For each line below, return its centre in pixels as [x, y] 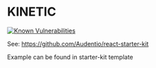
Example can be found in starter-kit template [70, 57]
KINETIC [32, 12]
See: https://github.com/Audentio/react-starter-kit [78, 44]
